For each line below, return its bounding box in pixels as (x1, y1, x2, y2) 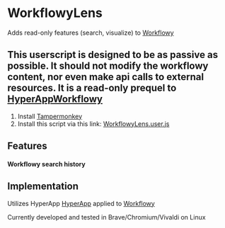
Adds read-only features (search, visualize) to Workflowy (7, 28, 175, 37)
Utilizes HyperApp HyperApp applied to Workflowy (7, 199, 156, 207)
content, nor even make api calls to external (7, 71, 204, 83)
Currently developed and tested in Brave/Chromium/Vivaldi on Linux (7, 212, 207, 221)
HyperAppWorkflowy (7, 93, 103, 106)
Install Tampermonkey (17, 112, 83, 120)
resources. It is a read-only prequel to (7, 82, 177, 94)
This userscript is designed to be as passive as (7, 49, 218, 61)
